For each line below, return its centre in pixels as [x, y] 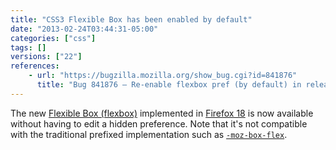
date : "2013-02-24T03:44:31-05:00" [84, 29]
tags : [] [28, 47]
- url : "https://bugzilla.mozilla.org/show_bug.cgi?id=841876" [163, 76]
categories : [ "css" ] [53, 38]
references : [35, 66]
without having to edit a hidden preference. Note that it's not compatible [159, 123]
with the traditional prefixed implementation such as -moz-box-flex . [149, 134]
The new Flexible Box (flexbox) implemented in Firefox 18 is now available [162, 113]
